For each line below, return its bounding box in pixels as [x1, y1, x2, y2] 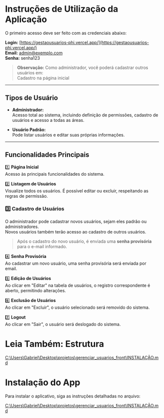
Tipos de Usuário [5, 94, 58, 102]
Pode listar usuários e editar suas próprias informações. [12, 132, 125, 138]
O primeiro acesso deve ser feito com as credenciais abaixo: [5, 30, 127, 36]
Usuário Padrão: [12, 126, 46, 133]
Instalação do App [5, 377, 81, 388]
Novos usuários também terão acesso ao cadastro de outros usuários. [5, 229, 146, 234]
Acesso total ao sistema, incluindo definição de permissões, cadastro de [12, 112, 159, 118]
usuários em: [17, 70, 43, 75]
